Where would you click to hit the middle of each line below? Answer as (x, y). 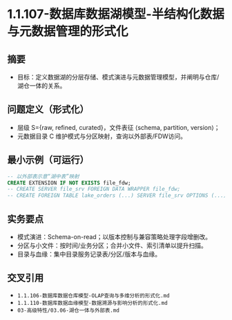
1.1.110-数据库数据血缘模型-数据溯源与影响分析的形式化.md (92, 303)
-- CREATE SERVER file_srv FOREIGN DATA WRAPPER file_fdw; (94, 189)
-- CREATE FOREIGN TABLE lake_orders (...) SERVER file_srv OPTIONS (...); (118, 196)
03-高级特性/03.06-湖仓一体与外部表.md (68, 310)
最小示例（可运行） (48, 160)
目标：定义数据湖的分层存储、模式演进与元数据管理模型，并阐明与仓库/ (118, 77)
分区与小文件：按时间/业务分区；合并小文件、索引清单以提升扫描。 (112, 245)
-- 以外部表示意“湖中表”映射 (43, 176)
